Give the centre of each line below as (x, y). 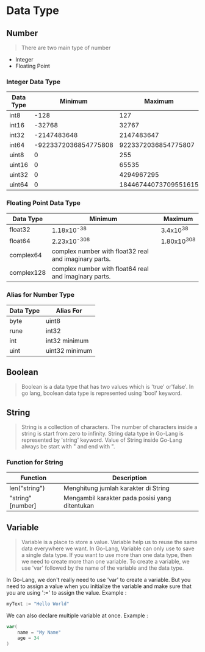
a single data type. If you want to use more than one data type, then (106, 555)
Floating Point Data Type (44, 203)
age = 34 (28, 638)
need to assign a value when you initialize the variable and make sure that (99, 586)
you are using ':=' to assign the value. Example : (67, 593)
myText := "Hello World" (38, 604)
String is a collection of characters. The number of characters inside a (109, 427)
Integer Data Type (34, 82)
